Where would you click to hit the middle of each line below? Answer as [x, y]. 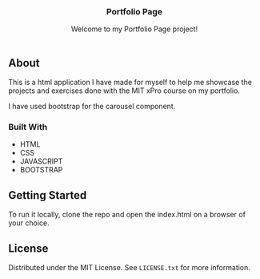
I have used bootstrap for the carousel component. [92, 107]
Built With [28, 127]
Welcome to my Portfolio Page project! [134, 29]
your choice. [29, 223]
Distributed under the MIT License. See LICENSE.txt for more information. [129, 268]
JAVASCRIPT [41, 161]
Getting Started [48, 195]
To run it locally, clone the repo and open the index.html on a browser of [127, 215]
